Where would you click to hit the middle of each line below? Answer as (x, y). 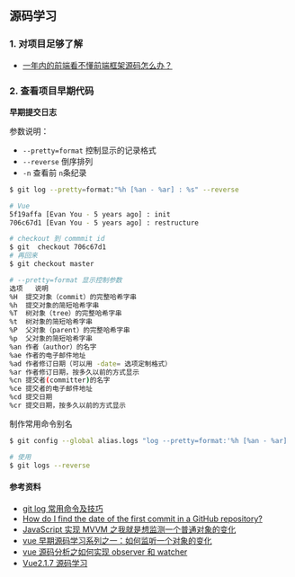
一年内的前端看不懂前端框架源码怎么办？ (97, 65)
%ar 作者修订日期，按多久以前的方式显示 (74, 372)
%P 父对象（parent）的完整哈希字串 (70, 331)
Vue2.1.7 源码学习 (55, 563)
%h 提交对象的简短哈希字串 (54, 305)
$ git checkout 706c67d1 (58, 247)
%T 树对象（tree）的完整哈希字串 (66, 314)
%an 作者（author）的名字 (53, 347)
